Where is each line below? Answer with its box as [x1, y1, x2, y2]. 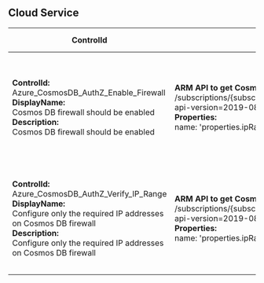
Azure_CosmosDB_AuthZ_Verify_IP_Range [12, 188, 167, 199]
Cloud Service [8, 6, 79, 20]
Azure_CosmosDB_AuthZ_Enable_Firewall [12, 86, 167, 97]
